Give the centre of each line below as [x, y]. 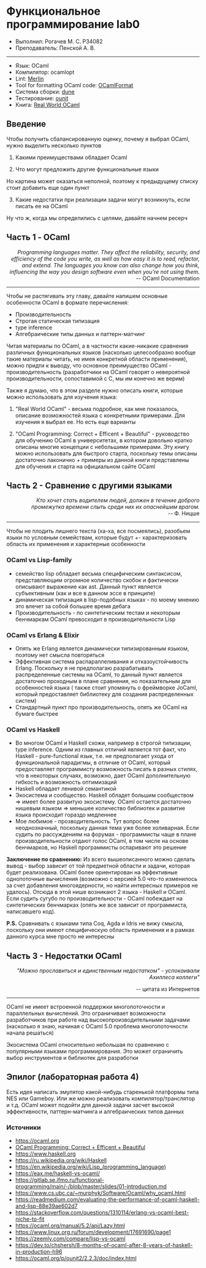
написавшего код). [31, 912]
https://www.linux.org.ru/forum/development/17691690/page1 [93, 1232]
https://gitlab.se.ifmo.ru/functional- [59, 1180]
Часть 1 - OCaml [38, 237]
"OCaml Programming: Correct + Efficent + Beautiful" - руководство [102, 434]
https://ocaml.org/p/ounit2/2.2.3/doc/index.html [76, 1258]
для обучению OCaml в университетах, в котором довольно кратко [104, 440]
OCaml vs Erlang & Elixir [43, 635]
